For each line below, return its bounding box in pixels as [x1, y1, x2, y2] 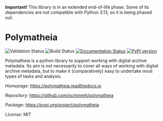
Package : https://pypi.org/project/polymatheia [5, 102, 99, 108]
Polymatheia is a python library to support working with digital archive [5, 58, 147, 63]
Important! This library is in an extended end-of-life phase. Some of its [5, 4, 149, 10]
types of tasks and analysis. [5, 73, 62, 79]
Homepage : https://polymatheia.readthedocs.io [5, 83, 102, 89]
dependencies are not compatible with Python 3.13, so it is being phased [5, 9, 152, 15]
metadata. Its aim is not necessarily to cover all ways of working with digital [5, 62, 159, 68]
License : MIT [5, 111, 32, 117]
